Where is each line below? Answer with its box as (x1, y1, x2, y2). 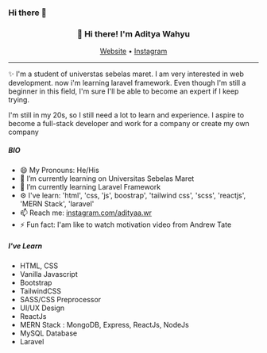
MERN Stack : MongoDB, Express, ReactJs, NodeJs (19, 320, 189, 330)
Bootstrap (19, 278, 52, 288)
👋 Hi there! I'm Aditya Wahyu (76, 28, 191, 39)
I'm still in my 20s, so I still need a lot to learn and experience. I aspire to (8, 110, 245, 120)
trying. (8, 95, 30, 105)
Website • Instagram (99, 47, 168, 56)
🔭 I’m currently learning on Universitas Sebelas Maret (19, 174, 195, 183)
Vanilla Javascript (19, 270, 78, 279)
